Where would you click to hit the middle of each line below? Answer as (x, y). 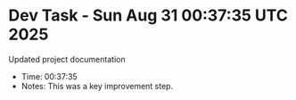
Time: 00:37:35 (49, 76)
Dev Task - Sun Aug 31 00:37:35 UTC (148, 16)
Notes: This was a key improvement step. (97, 86)
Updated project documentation (67, 59)
